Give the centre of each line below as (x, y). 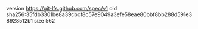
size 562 (44, 21)
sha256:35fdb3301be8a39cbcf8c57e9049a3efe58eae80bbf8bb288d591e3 (99, 14)
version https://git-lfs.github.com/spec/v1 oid (62, 8)
